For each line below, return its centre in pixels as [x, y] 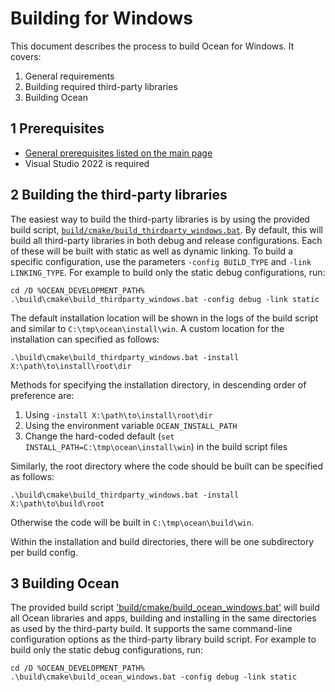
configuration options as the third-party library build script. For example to [163, 639]
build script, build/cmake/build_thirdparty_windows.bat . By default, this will [166, 229]
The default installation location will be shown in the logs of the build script [164, 318]
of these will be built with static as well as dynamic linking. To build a [151, 251]
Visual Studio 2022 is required [87, 163]
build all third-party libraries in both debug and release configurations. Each [166, 240]
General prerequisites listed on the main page [118, 153]
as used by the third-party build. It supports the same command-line [151, 629]
